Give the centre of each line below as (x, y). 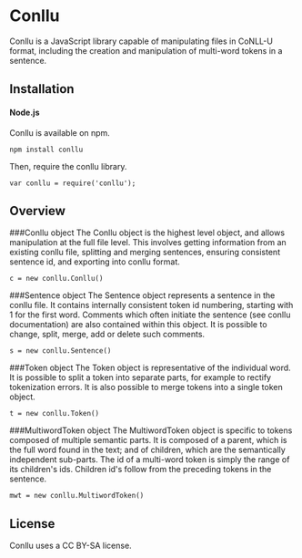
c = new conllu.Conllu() (56, 279)
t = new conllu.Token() (55, 414)
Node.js (25, 112)
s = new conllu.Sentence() (60, 351)
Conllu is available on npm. (60, 132)
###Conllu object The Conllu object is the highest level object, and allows (147, 232)
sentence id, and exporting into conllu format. (95, 262)
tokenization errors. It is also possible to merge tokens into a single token (146, 387)
